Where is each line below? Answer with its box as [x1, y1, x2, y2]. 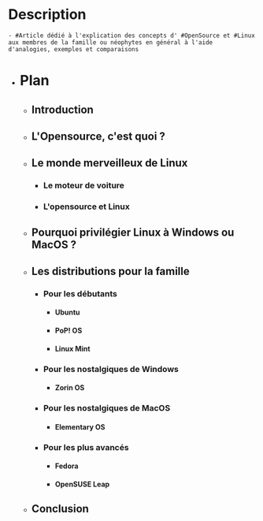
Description [8, 6, 87, 24]
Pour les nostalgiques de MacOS [43, 403, 171, 414]
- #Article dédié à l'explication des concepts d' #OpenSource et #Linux [8, 32, 256, 39]
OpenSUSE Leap [54, 479, 110, 489]
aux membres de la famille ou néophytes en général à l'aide [8, 38, 213, 47]
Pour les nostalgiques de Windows [43, 363, 179, 374]
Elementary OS [54, 422, 106, 431]
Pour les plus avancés [43, 441, 129, 452]
